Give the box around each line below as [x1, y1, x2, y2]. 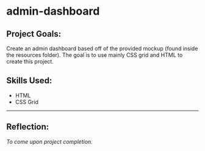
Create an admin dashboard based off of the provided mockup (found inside [6, 45, 198, 52]
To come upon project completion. [6, 138, 93, 145]
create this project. [6, 58, 54, 65]
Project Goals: [6, 29, 62, 39]
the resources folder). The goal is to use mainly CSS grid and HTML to [6, 51, 183, 59]
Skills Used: [6, 75, 52, 86]
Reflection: [6, 122, 49, 132]
